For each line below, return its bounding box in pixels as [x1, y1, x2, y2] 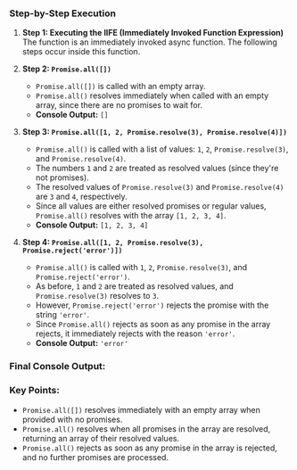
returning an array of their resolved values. [21, 433, 180, 443]
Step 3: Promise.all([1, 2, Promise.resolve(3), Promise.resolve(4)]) [21, 127, 287, 137]
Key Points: [9, 384, 60, 397]
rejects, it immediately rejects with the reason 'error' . [35, 328, 235, 339]
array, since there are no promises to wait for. [35, 100, 203, 111]
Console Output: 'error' [35, 338, 129, 349]
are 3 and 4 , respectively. [35, 191, 128, 202]
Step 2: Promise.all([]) [21, 63, 111, 74]
